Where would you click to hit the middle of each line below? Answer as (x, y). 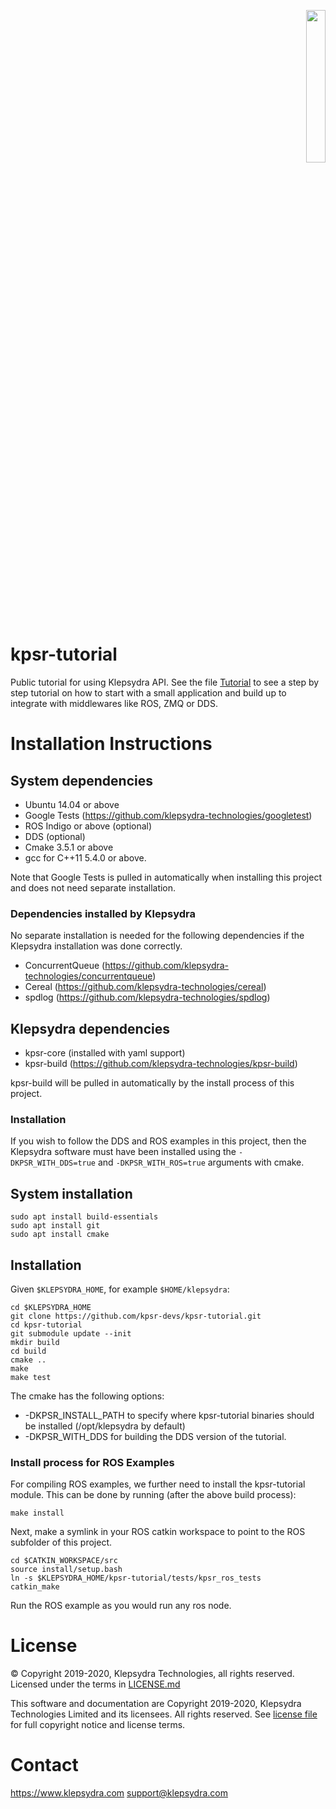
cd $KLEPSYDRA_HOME (51, 1307)
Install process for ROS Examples (92, 1462)
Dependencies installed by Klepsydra (103, 913)
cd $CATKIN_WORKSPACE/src (64, 1561)
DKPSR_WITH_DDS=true (53, 1163)
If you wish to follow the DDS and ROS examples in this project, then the (158, 1141)
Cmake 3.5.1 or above (69, 847)
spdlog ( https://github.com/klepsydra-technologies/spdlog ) (147, 997)
